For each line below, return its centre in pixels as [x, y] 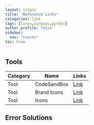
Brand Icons [49, 92]
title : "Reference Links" [32, 14]
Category [19, 76]
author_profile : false [28, 28]
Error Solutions [29, 117]
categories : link [23, 19]
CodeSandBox [52, 84]
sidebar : [14, 33]
